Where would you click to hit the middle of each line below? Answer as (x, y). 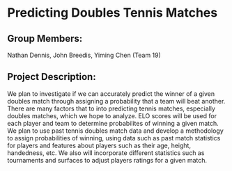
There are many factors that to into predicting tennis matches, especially (111, 108)
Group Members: (45, 39)
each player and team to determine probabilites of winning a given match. (113, 123)
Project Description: (52, 77)
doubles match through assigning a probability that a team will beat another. (116, 101)
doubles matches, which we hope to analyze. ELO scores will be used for (112, 115)
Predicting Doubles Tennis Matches (113, 13)
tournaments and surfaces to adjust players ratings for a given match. (107, 160)
